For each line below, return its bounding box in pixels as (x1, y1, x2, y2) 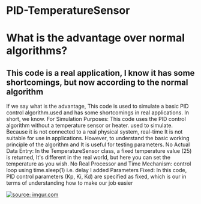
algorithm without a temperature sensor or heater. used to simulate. (6, 122, 173, 129)
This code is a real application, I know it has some (6, 67, 195, 78)
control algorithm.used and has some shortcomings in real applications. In (6, 109, 189, 116)
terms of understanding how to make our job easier (6, 179, 133, 187)
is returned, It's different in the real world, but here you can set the (6, 154, 171, 161)
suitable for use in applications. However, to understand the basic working (6, 135, 190, 142)
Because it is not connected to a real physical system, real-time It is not (6, 128, 183, 135)
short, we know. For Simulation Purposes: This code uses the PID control (6, 116, 186, 123)
